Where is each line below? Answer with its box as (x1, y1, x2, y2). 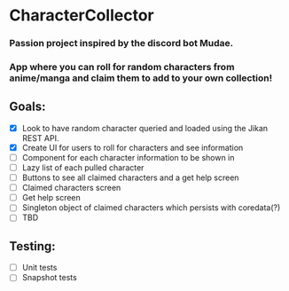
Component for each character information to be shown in (21, 152, 235, 162)
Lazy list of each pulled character (21, 162, 144, 173)
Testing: (9, 239, 56, 254)
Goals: (9, 99, 46, 114)
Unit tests (21, 263, 58, 273)
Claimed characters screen (21, 183, 121, 193)
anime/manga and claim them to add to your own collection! (9, 72, 273, 84)
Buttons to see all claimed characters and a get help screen (21, 172, 239, 183)
